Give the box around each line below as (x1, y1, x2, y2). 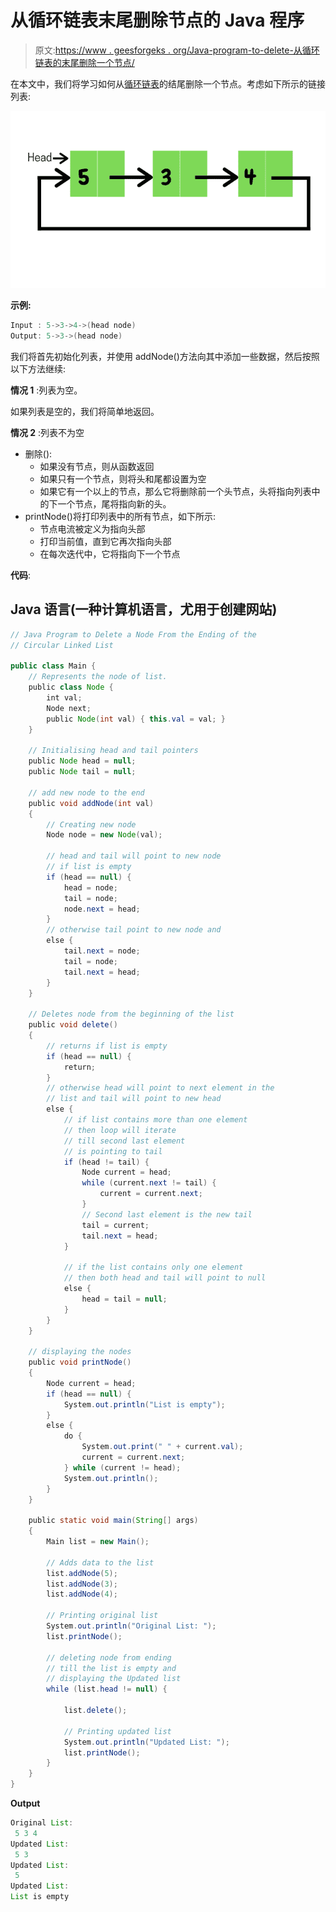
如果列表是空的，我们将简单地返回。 (10, 405, 160, 417)
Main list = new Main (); (46, 1537, 150, 1547)
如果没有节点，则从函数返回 (39, 460, 155, 472)
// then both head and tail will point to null (63, 1273, 267, 1283)
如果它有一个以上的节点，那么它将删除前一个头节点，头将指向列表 (39, 485, 312, 497)
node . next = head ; (63, 904, 141, 914)
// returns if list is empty (46, 1041, 168, 1051)
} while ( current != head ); (63, 1462, 182, 1473)
